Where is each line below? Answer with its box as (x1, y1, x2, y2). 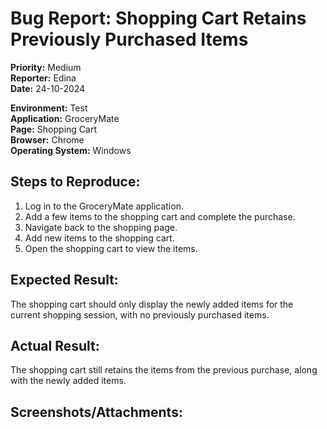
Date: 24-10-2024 (10, 82, 86, 94)
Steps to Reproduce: (10, 173, 141, 191)
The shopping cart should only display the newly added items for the (10, 298, 294, 310)
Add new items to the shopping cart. (24, 232, 175, 244)
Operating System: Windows (10, 144, 132, 156)
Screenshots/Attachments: (10, 403, 183, 421)
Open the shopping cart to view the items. (24, 242, 198, 254)
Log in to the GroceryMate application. (24, 200, 184, 212)
